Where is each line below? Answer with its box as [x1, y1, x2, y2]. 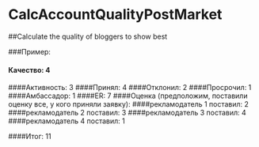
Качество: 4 [8, 65, 51, 74]
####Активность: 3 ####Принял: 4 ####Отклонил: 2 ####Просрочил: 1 [8, 83, 252, 92]
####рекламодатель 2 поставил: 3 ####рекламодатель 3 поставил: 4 [8, 108, 247, 118]
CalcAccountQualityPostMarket [8, 6, 223, 24]
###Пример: [8, 47, 51, 56]
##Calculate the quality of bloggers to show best [8, 32, 168, 41]
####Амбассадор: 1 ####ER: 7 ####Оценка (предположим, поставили [8, 91, 248, 100]
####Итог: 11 [8, 132, 51, 141]
